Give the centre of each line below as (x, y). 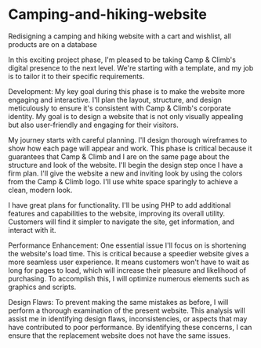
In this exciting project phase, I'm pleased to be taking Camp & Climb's (122, 60)
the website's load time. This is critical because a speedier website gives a (129, 253)
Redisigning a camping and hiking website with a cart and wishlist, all (120, 36)
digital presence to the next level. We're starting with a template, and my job (131, 67)
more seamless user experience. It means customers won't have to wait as (129, 262)
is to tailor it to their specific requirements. (76, 76)
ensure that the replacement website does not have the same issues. (119, 335)
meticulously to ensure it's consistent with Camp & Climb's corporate (120, 108)
